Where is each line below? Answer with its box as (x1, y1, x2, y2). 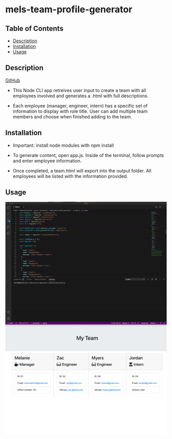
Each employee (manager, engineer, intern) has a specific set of (12, 102, 148, 109)
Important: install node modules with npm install (12, 142, 114, 148)
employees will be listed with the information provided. (12, 173, 128, 179)
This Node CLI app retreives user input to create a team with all (12, 87, 146, 93)
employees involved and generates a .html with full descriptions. (12, 93, 149, 99)
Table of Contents (5, 24, 64, 33)
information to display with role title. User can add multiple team (12, 108, 148, 114)
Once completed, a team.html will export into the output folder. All (12, 167, 152, 173)
